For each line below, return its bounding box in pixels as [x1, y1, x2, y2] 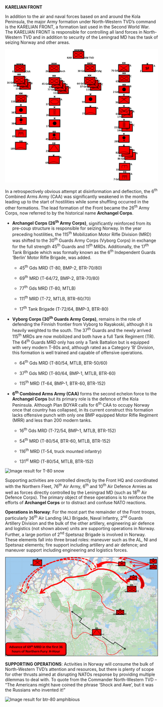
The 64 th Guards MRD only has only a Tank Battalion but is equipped [12, 338, 149, 345]
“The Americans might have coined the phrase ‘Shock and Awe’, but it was [5, 682, 154, 687]
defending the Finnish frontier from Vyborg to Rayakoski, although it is [12, 321, 153, 327]
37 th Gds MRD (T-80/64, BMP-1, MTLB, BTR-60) [19, 369, 116, 376]
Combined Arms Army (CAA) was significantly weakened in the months [5, 194, 148, 199]
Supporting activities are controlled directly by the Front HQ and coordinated [5, 477, 158, 483]
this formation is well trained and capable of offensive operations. [12, 350, 144, 355]
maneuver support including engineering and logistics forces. [5, 547, 128, 553]
